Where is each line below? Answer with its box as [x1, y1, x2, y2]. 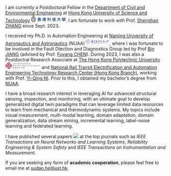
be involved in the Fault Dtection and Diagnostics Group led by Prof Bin [5, 46, 155, 52]
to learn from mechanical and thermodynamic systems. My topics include [5, 107, 160, 113]
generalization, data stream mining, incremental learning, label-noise [5, 117, 150, 123]
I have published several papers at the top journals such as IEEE [5, 134, 146, 139]
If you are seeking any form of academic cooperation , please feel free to [5, 160, 159, 165]
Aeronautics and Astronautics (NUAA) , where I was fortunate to [5, 40, 163, 46]
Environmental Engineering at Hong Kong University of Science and [5, 10, 148, 16]
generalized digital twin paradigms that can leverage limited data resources [5, 102, 164, 107]
